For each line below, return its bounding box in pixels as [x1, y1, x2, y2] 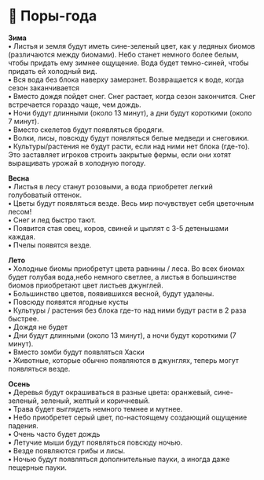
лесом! [8, 207, 32, 216]
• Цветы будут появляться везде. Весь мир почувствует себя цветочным [8, 198, 255, 207]
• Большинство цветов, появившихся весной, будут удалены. [8, 288, 214, 298]
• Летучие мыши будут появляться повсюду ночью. [8, 438, 183, 447]
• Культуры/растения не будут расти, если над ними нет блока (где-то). [8, 141, 250, 151]
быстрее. [8, 313, 39, 323]
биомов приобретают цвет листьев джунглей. [8, 280, 163, 290]
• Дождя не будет [8, 322, 68, 332]
